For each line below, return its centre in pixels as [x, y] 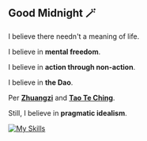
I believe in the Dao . [41, 82]
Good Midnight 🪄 [52, 13]
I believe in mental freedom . [55, 51]
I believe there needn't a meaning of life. [74, 36]
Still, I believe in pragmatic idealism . [68, 112]
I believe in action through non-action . [72, 67]
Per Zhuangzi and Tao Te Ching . [62, 97]
